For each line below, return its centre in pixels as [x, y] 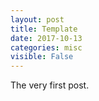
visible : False [42, 57]
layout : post [37, 19]
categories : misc [46, 47]
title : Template [44, 29]
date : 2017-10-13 [46, 38]
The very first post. [50, 85]
